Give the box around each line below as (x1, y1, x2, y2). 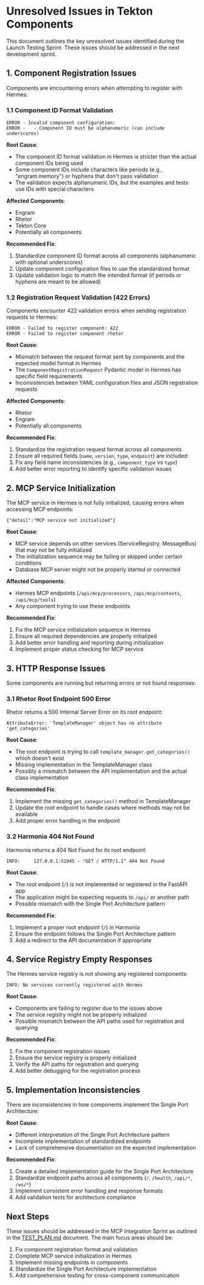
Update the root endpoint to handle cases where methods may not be (15, 804, 190, 812)
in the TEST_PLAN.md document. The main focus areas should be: (6, 1234, 174, 1241)
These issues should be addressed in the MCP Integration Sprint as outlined (6, 1228, 197, 1234)
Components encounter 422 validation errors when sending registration (6, 307, 187, 315)
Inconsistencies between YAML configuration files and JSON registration (15, 379, 199, 387)
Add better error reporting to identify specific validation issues (15, 465, 172, 473)
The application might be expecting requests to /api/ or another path (15, 893, 189, 901)
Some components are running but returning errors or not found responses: (6, 679, 196, 687)
